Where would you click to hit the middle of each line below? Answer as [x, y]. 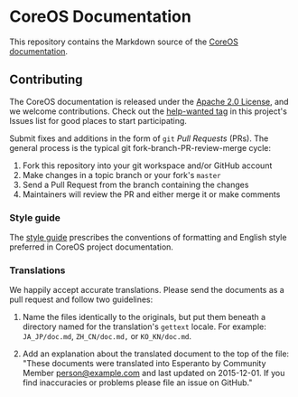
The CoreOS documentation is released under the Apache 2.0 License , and [149, 101]
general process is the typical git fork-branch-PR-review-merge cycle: [140, 147]
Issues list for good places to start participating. [98, 120]
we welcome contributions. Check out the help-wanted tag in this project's [148, 111]
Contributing [46, 80]
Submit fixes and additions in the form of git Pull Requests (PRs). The [139, 138]
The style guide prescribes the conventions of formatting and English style [148, 238]
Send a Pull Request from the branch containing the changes [135, 184]
